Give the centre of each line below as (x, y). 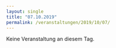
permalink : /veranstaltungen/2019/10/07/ (58, 22)
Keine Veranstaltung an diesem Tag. (50, 39)
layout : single (25, 11)
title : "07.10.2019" (32, 17)
